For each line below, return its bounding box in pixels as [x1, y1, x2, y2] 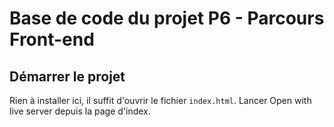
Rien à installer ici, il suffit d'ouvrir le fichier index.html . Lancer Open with [9, 95, 312, 106]
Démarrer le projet [9, 68, 126, 85]
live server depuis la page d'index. [9, 105, 151, 117]
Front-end [9, 28, 95, 51]
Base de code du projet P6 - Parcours [9, 7, 325, 30]
